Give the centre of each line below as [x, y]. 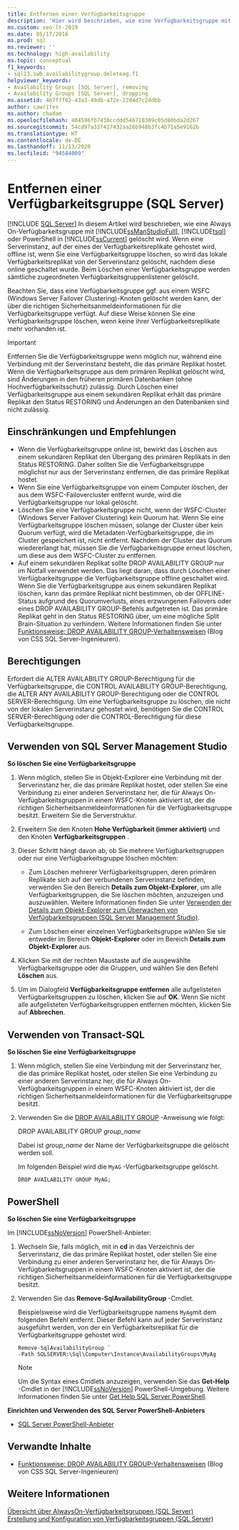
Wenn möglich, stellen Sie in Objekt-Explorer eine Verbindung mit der [119, 777]
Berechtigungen [44, 661]
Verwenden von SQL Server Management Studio [117, 746]
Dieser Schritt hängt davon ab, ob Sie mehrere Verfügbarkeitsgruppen [121, 851]
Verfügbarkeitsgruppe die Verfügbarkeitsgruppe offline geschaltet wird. [123, 578]
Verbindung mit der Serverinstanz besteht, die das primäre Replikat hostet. [117, 364]
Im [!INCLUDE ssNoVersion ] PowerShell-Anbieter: [80, 1232]
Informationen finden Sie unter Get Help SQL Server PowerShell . [112, 1396]
